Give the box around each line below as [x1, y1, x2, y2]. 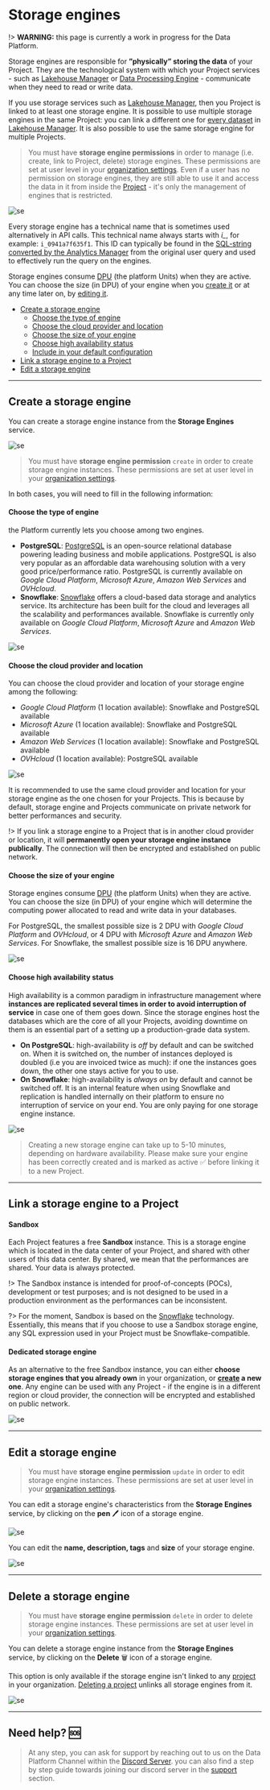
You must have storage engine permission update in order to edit [27, 1467, 245, 1477]
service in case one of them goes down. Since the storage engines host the [8, 1007, 260, 1017]
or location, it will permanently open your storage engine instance [8, 835, 231, 845]
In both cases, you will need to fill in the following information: [8, 489, 213, 499]
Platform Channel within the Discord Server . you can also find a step [27, 1756, 255, 1766]
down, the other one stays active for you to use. [19, 1066, 179, 1075]
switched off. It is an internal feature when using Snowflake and [19, 1083, 231, 1092]
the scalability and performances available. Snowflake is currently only [19, 609, 255, 619]
